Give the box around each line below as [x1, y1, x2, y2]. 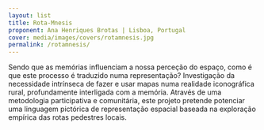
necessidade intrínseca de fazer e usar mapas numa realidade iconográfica [8, 80, 255, 89]
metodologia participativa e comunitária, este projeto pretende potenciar [8, 96, 246, 106]
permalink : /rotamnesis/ [8, 41, 90, 49]
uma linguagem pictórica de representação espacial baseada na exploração [8, 104, 256, 114]
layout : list [8, 11, 52, 20]
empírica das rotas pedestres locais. [8, 113, 127, 122]
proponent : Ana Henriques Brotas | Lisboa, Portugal [8, 26, 186, 34]
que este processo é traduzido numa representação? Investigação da [8, 71, 235, 80]
